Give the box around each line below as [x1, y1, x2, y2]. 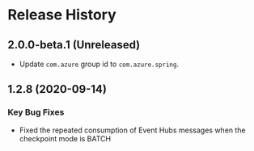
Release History [7, 6, 116, 24]
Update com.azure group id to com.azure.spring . [19, 59, 180, 69]
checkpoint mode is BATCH [19, 133, 111, 143]
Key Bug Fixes [7, 107, 65, 118]
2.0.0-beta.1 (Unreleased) [7, 38, 141, 52]
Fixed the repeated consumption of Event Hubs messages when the [19, 125, 246, 135]
